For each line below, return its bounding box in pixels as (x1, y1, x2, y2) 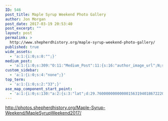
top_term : (5, 77, 26, 82)
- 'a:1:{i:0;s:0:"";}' (9, 53, 57, 59)
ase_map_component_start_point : (5, 86, 72, 91)
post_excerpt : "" (5, 26, 41, 31)
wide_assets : (5, 49, 32, 54)
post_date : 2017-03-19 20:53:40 (5, 21, 72, 26)
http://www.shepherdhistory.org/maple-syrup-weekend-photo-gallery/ (9, 40, 155, 45)
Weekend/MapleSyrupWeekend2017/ (5, 110, 81, 116)
